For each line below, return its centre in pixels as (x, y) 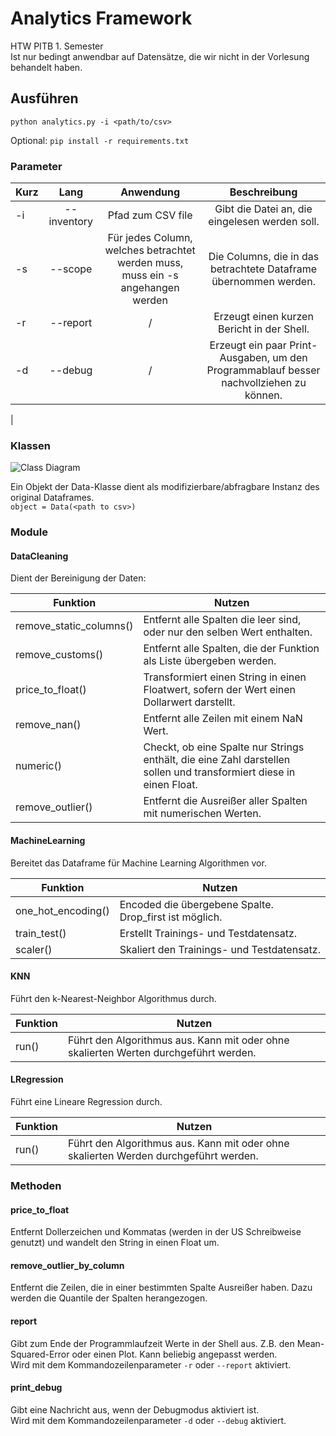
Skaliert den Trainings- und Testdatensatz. (220, 949)
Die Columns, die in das (264, 257)
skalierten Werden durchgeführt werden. (163, 1156)
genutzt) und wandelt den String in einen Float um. (115, 1243)
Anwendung (150, 192)
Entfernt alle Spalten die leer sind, (222, 620)
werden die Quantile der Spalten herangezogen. (109, 1298)
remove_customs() (59, 655)
